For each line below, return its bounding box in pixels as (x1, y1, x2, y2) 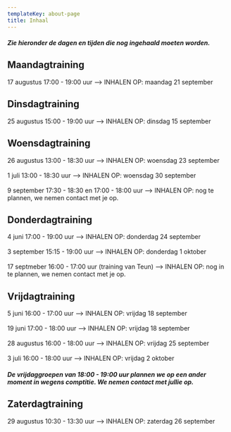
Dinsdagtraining (7, 98, 80, 110)
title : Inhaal (7, 17, 49, 24)
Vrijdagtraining (7, 290, 75, 302)
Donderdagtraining (7, 214, 93, 226)
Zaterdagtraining (7, 398, 83, 410)
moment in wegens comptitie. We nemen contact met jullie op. (7, 378, 194, 386)
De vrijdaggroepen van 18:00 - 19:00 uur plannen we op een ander (7, 370, 206, 378)
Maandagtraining (7, 59, 85, 71)
